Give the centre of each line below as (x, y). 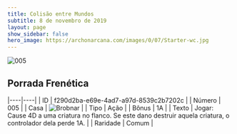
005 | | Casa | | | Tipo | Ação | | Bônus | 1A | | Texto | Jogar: (111, 108)
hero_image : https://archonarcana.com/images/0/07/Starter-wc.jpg (108, 41)
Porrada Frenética (48, 83)
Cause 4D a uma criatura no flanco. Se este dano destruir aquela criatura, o (118, 115)
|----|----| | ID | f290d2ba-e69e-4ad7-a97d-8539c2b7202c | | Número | (114, 100)
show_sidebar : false (38, 34)
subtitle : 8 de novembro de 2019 (57, 21)
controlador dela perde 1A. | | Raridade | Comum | (80, 123)
